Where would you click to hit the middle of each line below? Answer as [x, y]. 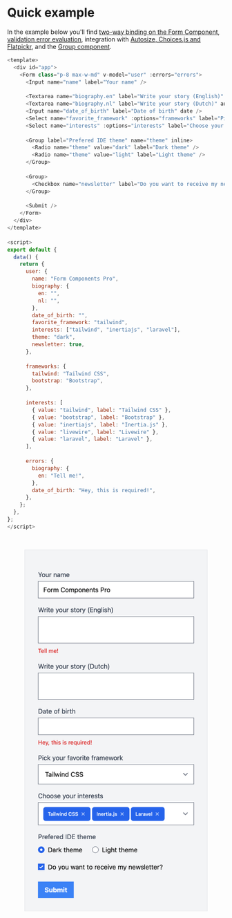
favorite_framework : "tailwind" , [80, 323]
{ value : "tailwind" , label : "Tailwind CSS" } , [101, 410]
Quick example [51, 13]
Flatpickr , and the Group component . [59, 46]
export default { [32, 250]
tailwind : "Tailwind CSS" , [71, 374]
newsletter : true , [58, 345]
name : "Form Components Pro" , [75, 279]
